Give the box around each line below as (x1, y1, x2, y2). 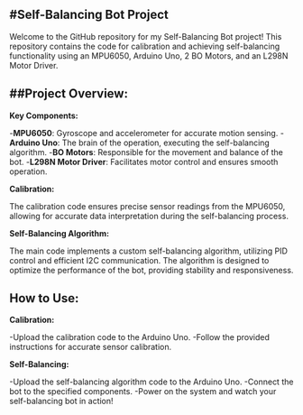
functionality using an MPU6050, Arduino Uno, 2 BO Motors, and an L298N (9, 50, 289, 61)
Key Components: (9, 110, 78, 121)
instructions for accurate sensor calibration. (9, 342, 172, 353)
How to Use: (9, 290, 79, 306)
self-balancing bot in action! (9, 396, 115, 407)
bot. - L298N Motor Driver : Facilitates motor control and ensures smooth (9, 156, 279, 167)
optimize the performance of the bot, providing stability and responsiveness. (9, 264, 294, 275)
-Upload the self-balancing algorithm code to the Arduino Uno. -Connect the (9, 376, 294, 387)
